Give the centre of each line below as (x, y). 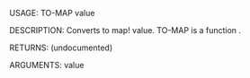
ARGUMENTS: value (47, 65)
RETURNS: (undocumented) (61, 48)
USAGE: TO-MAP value (52, 13)
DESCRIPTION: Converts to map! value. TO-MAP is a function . (125, 30)
